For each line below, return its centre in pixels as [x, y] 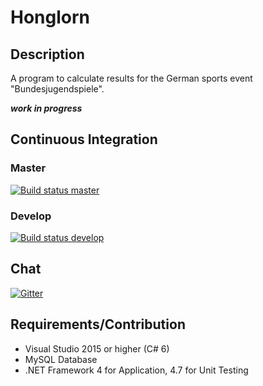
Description [47, 54]
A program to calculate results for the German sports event [131, 78]
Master [28, 168]
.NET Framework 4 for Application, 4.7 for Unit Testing [136, 370]
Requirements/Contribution [98, 324]
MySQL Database [61, 359]
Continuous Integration [84, 139]
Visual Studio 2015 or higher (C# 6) [97, 348]
